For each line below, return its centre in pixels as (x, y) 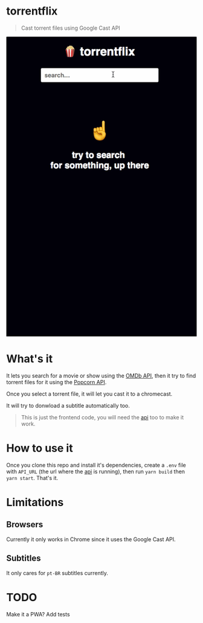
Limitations (35, 502)
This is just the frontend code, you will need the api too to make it (102, 417)
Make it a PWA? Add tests (38, 614)
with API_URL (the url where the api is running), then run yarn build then (96, 471)
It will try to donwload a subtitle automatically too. (68, 405)
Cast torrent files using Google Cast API (71, 28)
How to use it (40, 448)
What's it (30, 359)
